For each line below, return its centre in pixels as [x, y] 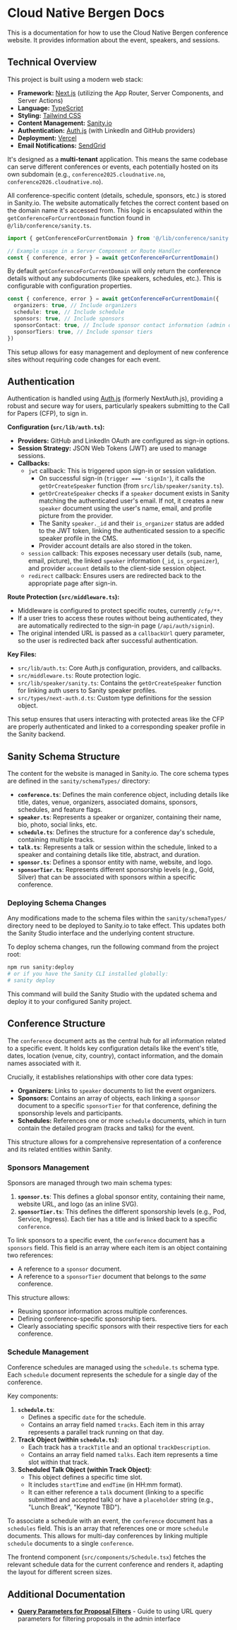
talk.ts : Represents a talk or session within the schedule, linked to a [117, 847]
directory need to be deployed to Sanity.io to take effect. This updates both [116, 925]
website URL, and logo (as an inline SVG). [78, 1204]
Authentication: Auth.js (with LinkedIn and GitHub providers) [106, 130]
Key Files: [22, 654]
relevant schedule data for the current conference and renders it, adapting [115, 1564]
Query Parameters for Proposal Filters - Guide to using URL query [115, 1612]
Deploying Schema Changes [57, 903]
